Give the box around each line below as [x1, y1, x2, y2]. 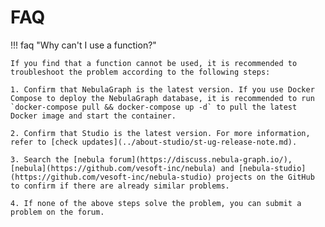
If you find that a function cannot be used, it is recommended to [10, 58, 298, 68]
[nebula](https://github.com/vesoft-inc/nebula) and [10, 163, 235, 173]
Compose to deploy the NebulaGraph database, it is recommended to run [10, 93, 315, 103]
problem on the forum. [10, 207, 105, 217]
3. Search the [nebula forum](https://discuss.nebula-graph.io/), [10, 154, 293, 165]
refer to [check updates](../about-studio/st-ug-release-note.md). [10, 137, 298, 147]
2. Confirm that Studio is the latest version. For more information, [10, 128, 311, 138]
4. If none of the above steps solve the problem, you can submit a [10, 198, 302, 208]
